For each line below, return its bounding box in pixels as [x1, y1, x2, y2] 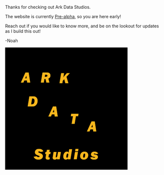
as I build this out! [5, 28, 41, 34]
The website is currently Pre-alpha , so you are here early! [5, 14, 121, 19]
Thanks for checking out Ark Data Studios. [5, 4, 91, 10]
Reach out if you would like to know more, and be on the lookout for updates [5, 23, 159, 29]
